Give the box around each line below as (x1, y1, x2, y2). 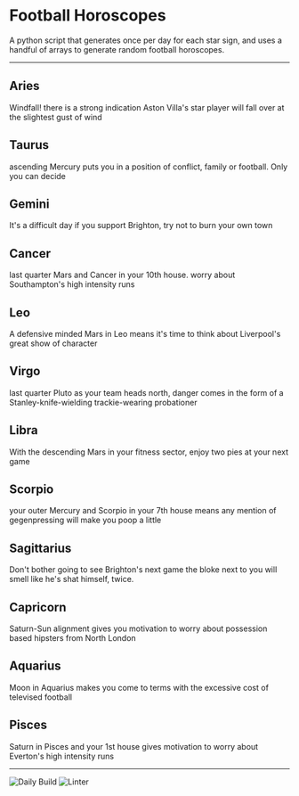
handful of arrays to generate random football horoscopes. (9, 44, 225, 54)
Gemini (9, 196, 50, 211)
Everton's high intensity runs (9, 751, 114, 761)
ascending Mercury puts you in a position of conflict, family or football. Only (9, 161, 288, 172)
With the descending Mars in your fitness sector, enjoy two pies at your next (9, 447, 289, 457)
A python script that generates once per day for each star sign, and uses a (9, 35, 283, 45)
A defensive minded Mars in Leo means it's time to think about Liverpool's (9, 329, 281, 339)
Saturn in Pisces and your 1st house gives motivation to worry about (9, 741, 259, 751)
